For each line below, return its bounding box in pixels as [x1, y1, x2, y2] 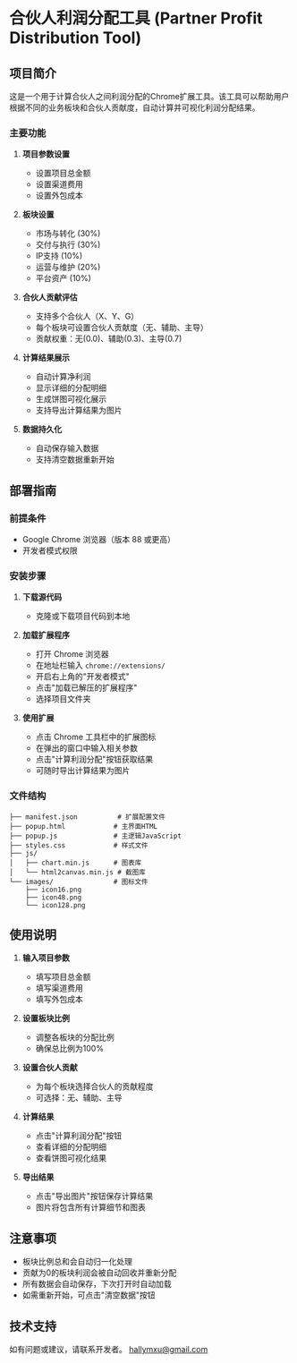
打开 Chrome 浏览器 [35, 649, 109, 660]
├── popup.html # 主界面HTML [9, 822, 158, 831]
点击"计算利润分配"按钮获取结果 [35, 754, 154, 765]
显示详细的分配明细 [35, 382, 107, 394]
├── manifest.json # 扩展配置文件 [9, 812, 165, 822]
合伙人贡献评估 [21, 292, 78, 302]
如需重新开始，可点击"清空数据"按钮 [21, 1290, 156, 1300]
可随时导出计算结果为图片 [35, 765, 131, 776]
